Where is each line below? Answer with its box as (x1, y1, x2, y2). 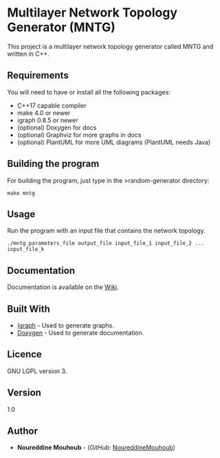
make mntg (7, 190, 36, 197)
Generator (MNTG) (7, 19, 115, 35)
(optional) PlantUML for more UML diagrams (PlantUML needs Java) (16, 138, 211, 146)
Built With (7, 303, 50, 315)
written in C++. (7, 50, 50, 58)
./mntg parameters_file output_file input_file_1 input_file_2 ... (7, 240, 205, 247)
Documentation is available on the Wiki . (7, 283, 119, 291)
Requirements (7, 70, 69, 81)
